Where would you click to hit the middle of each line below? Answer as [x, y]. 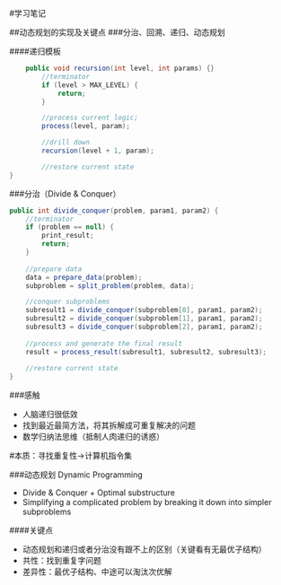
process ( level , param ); [86, 127]
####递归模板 [35, 51]
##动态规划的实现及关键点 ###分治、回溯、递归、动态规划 [118, 32]
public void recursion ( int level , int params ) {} [120, 68]
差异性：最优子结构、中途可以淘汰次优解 [97, 572]
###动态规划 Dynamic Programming [76, 475]
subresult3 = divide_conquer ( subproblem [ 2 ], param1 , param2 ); [144, 327]
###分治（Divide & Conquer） [65, 193]
